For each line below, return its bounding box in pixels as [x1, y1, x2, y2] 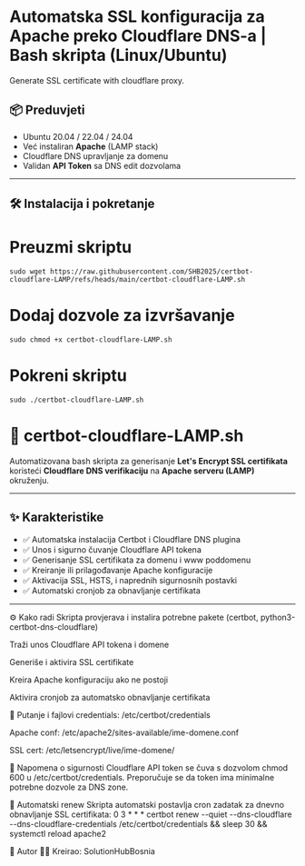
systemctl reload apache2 [9, 828, 107, 839]
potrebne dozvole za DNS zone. [9, 781, 129, 792]
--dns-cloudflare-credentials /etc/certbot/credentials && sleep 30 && [9, 818, 268, 829]
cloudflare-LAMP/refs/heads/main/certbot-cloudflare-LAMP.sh [9, 275, 246, 284]
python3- [260, 612, 296, 622]
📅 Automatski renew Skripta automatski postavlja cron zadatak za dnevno [9, 799, 284, 810]
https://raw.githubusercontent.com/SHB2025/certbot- [49, 267, 254, 276]
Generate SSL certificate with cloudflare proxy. [9, 75, 184, 85]
